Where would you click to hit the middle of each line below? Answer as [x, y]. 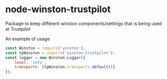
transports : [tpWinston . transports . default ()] [65, 67]
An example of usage [28, 39]
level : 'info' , [31, 62]
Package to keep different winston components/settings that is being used [83, 23]
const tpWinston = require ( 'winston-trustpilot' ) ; [60, 53]
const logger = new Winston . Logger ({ [45, 58]
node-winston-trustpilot [58, 9]
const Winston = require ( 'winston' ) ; [45, 48]
